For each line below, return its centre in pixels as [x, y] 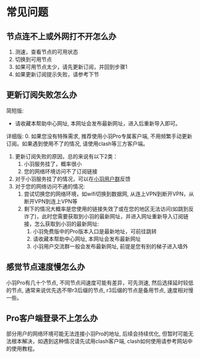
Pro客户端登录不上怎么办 [52, 318]
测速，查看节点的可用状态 [46, 52]
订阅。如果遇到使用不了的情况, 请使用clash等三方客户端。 [77, 143]
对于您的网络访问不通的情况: [50, 186]
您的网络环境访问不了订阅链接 [60, 171]
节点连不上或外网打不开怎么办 [61, 36]
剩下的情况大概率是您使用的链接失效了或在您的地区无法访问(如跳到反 [109, 209]
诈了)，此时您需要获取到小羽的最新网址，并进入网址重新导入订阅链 [106, 216]
